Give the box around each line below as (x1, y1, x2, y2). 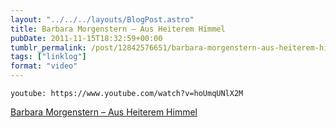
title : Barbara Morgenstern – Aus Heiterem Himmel (10, 24, 226, 34)
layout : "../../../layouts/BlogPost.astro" (10, 14, 195, 25)
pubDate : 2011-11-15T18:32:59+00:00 (10, 33, 163, 43)
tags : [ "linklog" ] (10, 52, 87, 62)
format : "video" (10, 61, 78, 71)
